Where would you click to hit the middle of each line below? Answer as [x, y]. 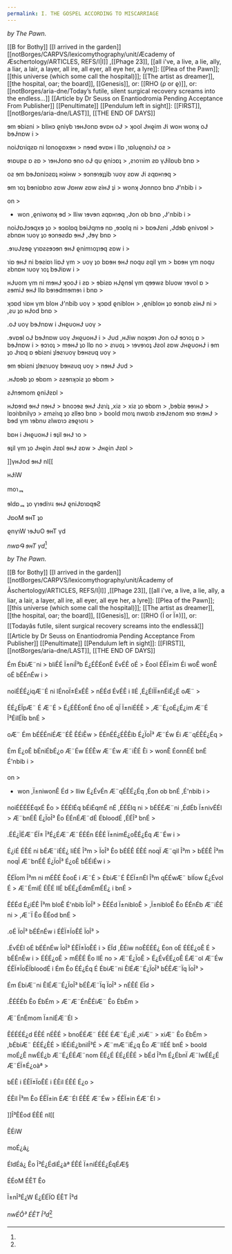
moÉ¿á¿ [18, 1148]
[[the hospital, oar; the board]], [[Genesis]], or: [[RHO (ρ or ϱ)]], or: [102, 83]
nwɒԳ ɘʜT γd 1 [27, 545]
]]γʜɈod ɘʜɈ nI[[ [30, 461]
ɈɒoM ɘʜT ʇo [25, 517]
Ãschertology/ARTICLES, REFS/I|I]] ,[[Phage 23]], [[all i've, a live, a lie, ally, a [116, 591]
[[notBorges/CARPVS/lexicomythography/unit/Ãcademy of [90, 580]
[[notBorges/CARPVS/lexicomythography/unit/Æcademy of [91, 54]
